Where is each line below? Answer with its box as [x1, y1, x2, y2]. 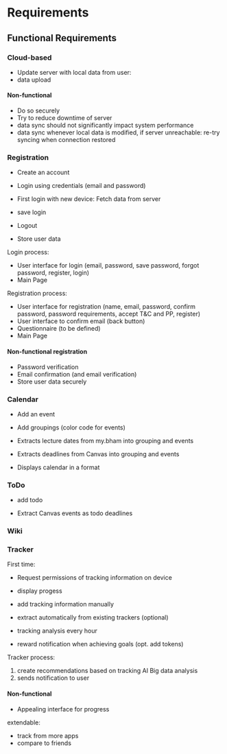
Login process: [7, 248, 49, 257]
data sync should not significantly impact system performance [16, 121, 194, 130]
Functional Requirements [7, 32, 117, 44]
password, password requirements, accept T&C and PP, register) [16, 310, 201, 318]
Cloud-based [7, 53, 52, 62]
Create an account [16, 168, 70, 176]
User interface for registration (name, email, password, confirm [16, 303, 196, 311]
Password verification [16, 362, 79, 371]
